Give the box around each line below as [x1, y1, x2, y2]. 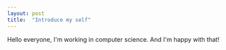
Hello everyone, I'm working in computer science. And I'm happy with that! [7, 35, 220, 43]
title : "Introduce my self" [7, 16, 91, 23]
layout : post [7, 10, 45, 17]
